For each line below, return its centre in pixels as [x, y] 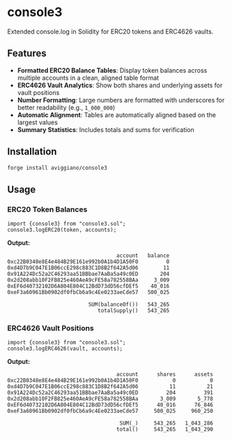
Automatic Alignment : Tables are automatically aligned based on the [116, 115]
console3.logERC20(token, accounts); [62, 230]
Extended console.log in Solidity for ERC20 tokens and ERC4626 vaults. [110, 31]
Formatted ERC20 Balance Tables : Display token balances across [112, 70]
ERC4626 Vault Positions [51, 328]
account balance [143, 256]
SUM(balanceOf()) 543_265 [129, 305]
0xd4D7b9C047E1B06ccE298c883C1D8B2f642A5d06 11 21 [110, 387]
